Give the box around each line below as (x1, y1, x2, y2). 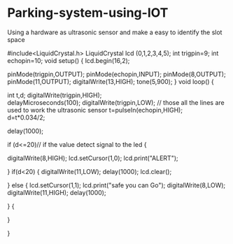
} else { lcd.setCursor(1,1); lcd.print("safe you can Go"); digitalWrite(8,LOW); (7, 180, 226, 189)
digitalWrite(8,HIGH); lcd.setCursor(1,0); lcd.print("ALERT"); (7, 154, 178, 162)
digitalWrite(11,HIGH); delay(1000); (7, 188, 106, 196)
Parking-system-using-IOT (7, 5, 169, 21)
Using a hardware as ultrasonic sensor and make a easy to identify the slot (7, 28, 223, 36)
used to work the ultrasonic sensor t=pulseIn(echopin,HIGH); (7, 106, 183, 114)
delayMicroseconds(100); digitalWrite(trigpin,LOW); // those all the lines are (7, 98, 225, 106)
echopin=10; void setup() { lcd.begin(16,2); (7, 56, 130, 64)
